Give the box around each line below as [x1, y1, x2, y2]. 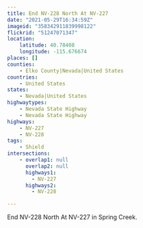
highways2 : [25, 182, 57, 189]
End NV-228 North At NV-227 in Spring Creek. [7, 213, 138, 221]
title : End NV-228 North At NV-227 [7, 10, 109, 17]
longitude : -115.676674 [19, 49, 88, 55]
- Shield [19, 144, 44, 151]
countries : [7, 73, 38, 81]
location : [7, 36, 36, 42]
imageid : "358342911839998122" [7, 23, 96, 29]
